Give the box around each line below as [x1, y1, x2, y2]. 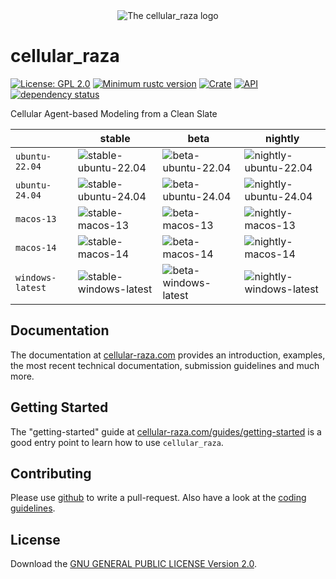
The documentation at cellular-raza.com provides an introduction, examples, [10, 349, 326, 361]
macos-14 [15, 242, 57, 253]
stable [99, 131, 131, 145]
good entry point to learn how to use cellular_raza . [10, 436, 224, 448]
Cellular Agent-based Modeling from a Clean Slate [10, 107, 218, 119]
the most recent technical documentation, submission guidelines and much [10, 359, 320, 371]
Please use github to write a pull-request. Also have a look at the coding [10, 492, 307, 504]
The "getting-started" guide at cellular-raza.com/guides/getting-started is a [10, 425, 322, 438]
